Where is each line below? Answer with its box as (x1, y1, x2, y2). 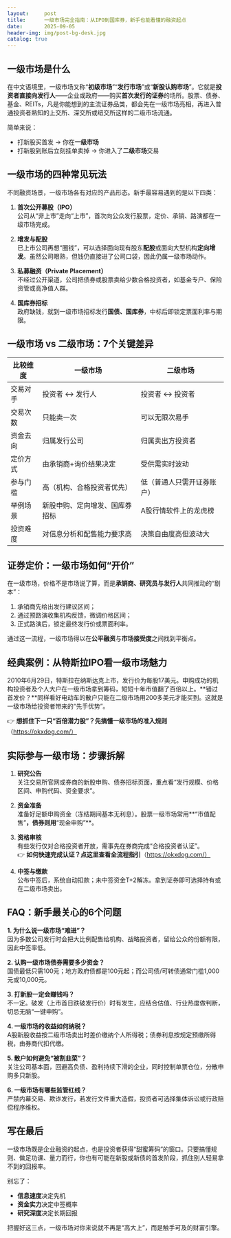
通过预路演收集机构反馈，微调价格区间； (16, 611, 132, 620)
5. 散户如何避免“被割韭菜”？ (7, 1054, 87, 1062)
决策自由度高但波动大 (140, 529, 210, 538)
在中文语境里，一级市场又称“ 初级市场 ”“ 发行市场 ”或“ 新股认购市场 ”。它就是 (7, 82, 217, 90)
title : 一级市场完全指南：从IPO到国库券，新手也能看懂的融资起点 (7, 17, 187, 23)
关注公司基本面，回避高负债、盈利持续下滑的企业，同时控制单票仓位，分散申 (7, 1062, 224, 1070)
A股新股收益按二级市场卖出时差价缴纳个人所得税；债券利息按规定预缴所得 (7, 1030, 217, 1039)
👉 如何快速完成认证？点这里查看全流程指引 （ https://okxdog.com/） (16, 850, 211, 858)
